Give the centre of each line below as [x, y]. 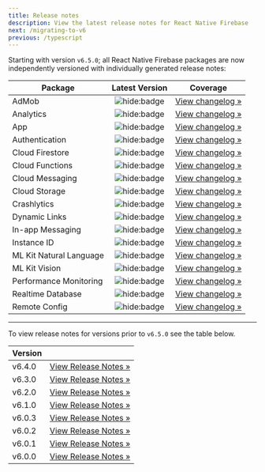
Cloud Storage [39, 191]
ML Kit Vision [37, 268]
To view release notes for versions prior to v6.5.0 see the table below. [122, 334]
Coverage [208, 88]
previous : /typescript [45, 38]
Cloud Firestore [41, 153]
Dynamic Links [39, 217]
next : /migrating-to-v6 [47, 30]
